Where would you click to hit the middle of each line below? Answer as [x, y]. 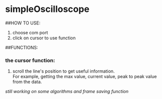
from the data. [27, 82]
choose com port [30, 32]
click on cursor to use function [44, 38]
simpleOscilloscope [47, 9]
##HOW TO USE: [23, 23]
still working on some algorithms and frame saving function [67, 92]
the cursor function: [30, 60]
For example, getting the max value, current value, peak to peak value [85, 77]
